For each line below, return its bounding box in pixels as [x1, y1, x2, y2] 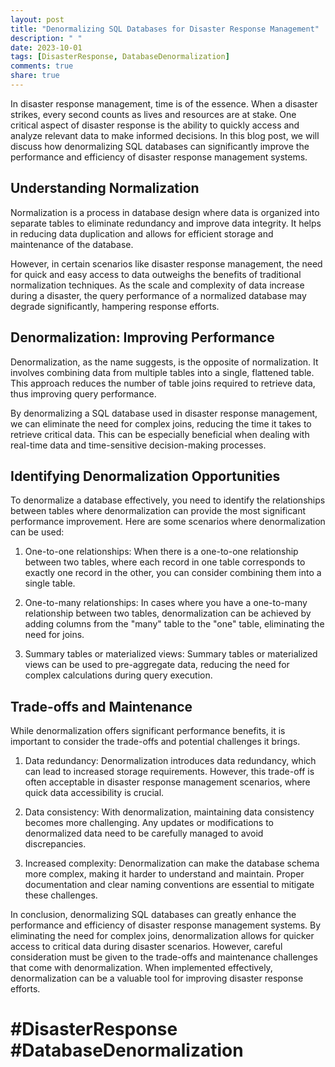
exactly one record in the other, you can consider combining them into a [24, 567, 322, 579]
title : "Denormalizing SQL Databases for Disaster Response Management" [10, 24, 320, 34]
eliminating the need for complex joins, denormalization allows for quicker [10, 930, 315, 942]
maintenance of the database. [10, 238, 134, 250]
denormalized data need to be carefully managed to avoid [24, 827, 264, 840]
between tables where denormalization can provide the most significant [10, 505, 307, 517]
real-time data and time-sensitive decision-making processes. [10, 439, 267, 451]
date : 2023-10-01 [10, 42, 83, 53]
